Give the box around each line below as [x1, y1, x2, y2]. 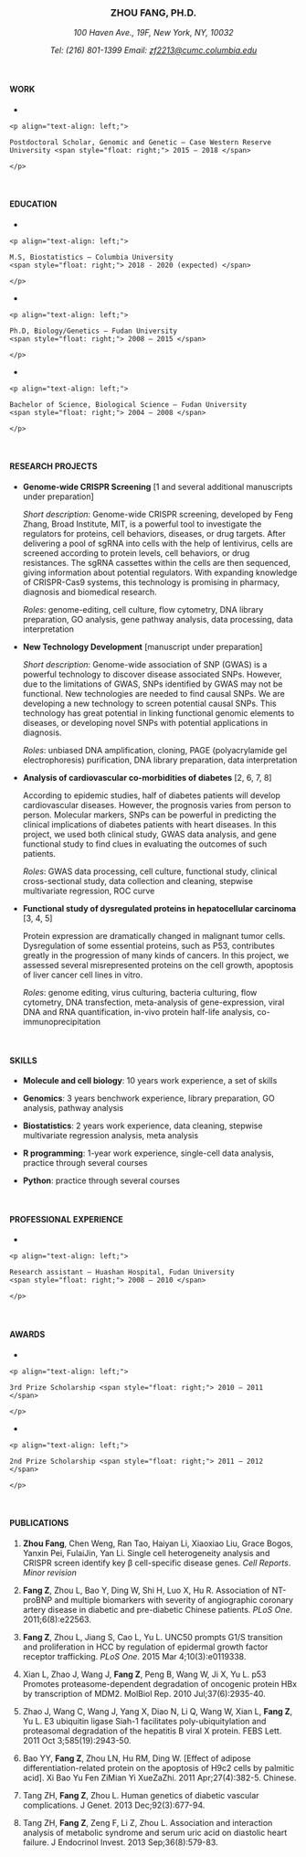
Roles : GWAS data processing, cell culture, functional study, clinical [22, 866, 278, 877]
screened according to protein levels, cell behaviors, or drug [22, 547, 250, 559]
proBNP [22, 1594, 53, 1606]
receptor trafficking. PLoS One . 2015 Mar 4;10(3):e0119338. [22, 1650, 247, 1661]
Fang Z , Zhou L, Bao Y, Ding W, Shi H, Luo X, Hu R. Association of [22, 1585, 270, 1596]
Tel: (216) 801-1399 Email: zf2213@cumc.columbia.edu [49, 45, 258, 56]
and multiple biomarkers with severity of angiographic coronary [54, 1594, 294, 1606]
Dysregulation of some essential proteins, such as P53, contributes [22, 940, 276, 951]
